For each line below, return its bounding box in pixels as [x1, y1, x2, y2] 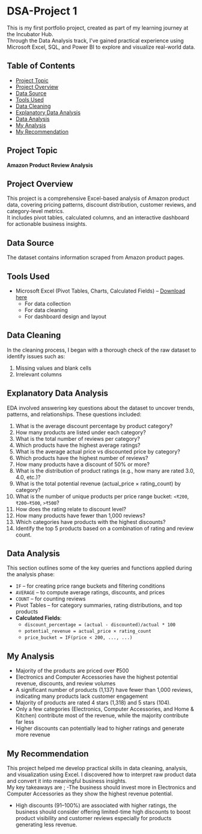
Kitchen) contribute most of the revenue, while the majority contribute [15, 712, 189, 719]
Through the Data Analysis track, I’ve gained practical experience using [7, 37, 184, 44]
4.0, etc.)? [15, 473, 41, 481]
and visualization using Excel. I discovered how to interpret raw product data [7, 771, 197, 778]
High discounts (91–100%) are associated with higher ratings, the [15, 802, 177, 809]
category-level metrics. [7, 208, 65, 215]
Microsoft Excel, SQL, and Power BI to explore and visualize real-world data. [7, 43, 195, 51]
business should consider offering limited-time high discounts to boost [15, 808, 191, 815]
